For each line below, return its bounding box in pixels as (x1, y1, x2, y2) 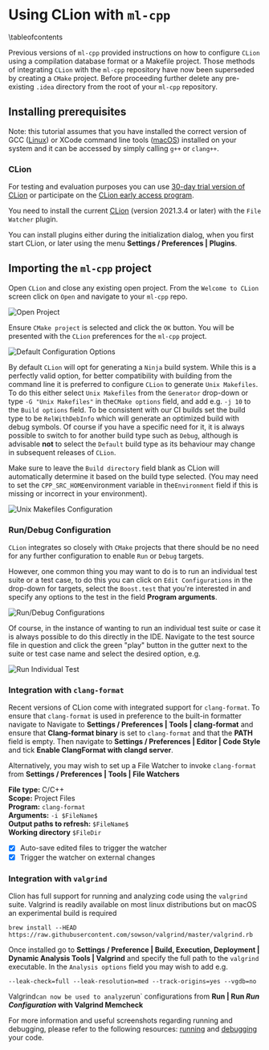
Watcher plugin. (8, 214, 59, 224)
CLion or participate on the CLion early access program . (8, 190, 194, 200)
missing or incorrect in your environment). (8, 488, 148, 499)
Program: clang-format (8, 802, 86, 812)
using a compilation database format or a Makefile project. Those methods (8, 56, 255, 66)
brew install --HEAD (8, 923, 78, 932)
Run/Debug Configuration (8, 524, 112, 535)
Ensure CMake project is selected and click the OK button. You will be (8, 323, 234, 332)
